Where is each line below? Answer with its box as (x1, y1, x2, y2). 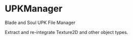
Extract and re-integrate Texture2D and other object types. (5, 29, 128, 35)
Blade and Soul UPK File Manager (5, 19, 76, 25)
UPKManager (5, 3, 63, 14)
